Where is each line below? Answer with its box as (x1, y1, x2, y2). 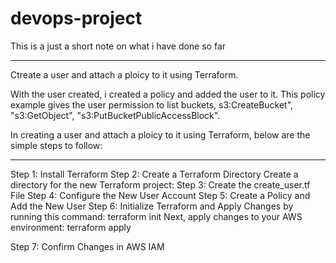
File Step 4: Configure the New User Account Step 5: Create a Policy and (10, 189, 311, 201)
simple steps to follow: (10, 139, 103, 151)
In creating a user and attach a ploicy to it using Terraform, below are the (10, 128, 311, 141)
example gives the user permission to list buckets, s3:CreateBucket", (10, 98, 294, 111)
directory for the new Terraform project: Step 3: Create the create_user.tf (10, 178, 311, 191)
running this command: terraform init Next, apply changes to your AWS (10, 210, 303, 222)
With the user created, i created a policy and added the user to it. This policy (10, 88, 326, 100)
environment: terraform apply (10, 221, 132, 233)
